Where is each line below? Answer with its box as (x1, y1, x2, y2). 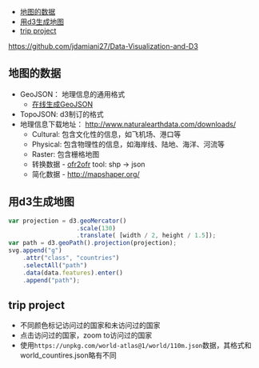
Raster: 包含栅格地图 (31, 149, 100, 158)
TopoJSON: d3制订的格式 (19, 109, 104, 118)
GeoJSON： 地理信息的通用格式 (19, 89, 126, 98)
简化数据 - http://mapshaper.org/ (31, 169, 140, 178)
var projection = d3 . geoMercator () (8, 217, 127, 225)
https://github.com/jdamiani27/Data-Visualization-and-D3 (8, 42, 198, 50)
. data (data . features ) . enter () (22, 269, 124, 277)
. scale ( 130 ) (76, 224, 116, 232)
